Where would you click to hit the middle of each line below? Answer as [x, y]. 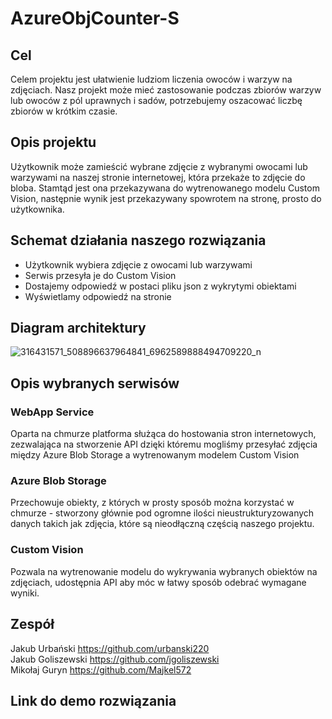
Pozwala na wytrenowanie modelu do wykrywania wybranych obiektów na [164, 571]
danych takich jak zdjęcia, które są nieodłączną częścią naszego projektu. [162, 524]
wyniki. [25, 593]
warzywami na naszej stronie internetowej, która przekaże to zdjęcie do [158, 177]
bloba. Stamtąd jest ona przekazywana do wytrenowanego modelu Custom [165, 188]
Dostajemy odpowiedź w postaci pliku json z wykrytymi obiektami [160, 286]
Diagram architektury [78, 328]
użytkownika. [37, 209]
